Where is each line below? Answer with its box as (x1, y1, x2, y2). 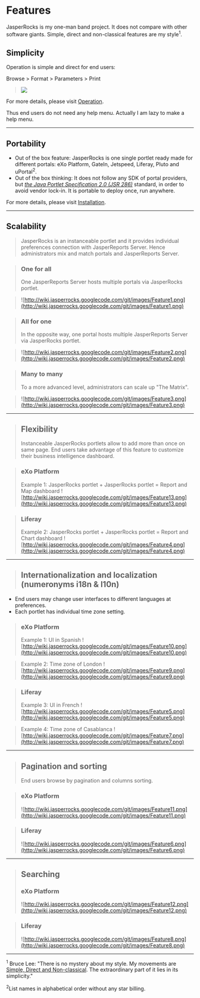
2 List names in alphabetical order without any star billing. (6, 984, 146, 992)
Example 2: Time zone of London (20, 660, 102, 668)
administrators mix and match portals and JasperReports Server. (20, 249, 180, 257)
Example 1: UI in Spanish (20, 637, 82, 644)
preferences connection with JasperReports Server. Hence (20, 244, 165, 251)
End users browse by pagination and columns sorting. (20, 777, 154, 784)
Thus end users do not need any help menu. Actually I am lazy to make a (6, 110, 185, 117)
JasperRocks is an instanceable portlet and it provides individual (20, 237, 180, 244)
